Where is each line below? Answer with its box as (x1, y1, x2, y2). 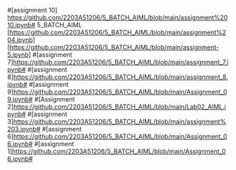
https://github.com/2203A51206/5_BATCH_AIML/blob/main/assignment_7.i (13, 58, 229, 66)
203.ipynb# (7, 125, 41, 133)
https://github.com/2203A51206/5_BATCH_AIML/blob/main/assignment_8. (13, 73, 228, 81)
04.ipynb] (7, 36, 35, 44)
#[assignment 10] (7, 6, 58, 14)
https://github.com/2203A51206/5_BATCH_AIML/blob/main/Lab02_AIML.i (13, 103, 226, 111)
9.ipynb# (7, 95, 33, 104)
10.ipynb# (7, 21, 36, 29)
